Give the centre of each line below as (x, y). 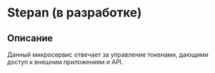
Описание (30, 38)
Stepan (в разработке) (75, 13)
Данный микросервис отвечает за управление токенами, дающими (108, 54)
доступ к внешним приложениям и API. (65, 62)
